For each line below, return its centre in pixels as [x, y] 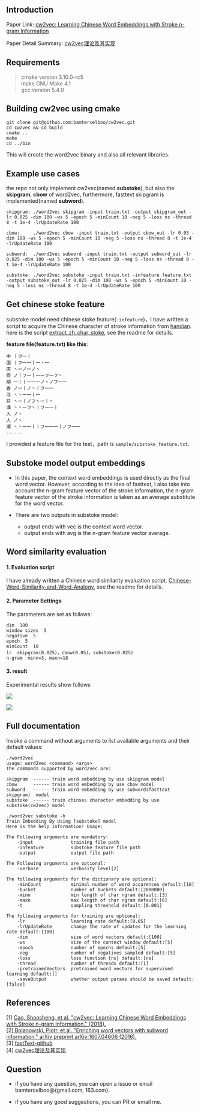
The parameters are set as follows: [49, 614]
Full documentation [43, 726]
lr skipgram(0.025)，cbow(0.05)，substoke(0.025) [70, 652]
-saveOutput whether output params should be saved [94, 979]
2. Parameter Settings [34, 601]
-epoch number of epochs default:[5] [82, 947]
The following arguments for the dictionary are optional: [82, 879]
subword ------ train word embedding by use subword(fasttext [88, 790]
